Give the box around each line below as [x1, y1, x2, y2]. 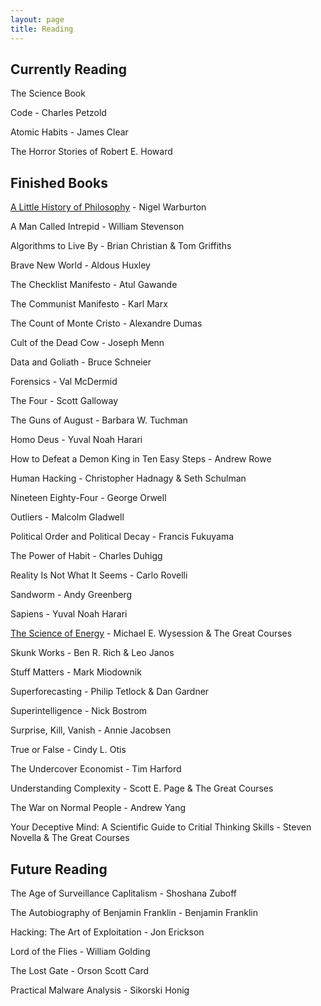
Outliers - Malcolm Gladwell [10, 511, 125, 523]
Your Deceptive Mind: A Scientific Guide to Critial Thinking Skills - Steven [10, 821, 312, 833]
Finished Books [10, 174, 108, 191]
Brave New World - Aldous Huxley [10, 259, 151, 271]
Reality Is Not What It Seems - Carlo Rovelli [10, 569, 188, 581]
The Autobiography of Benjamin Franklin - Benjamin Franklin [10, 906, 258, 918]
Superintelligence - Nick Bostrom [10, 705, 148, 717]
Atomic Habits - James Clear [10, 126, 129, 138]
